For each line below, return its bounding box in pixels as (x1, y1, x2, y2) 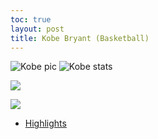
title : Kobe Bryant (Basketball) (10, 33, 150, 43)
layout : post (10, 24, 65, 34)
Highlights (24, 117, 67, 130)
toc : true (10, 14, 52, 25)
